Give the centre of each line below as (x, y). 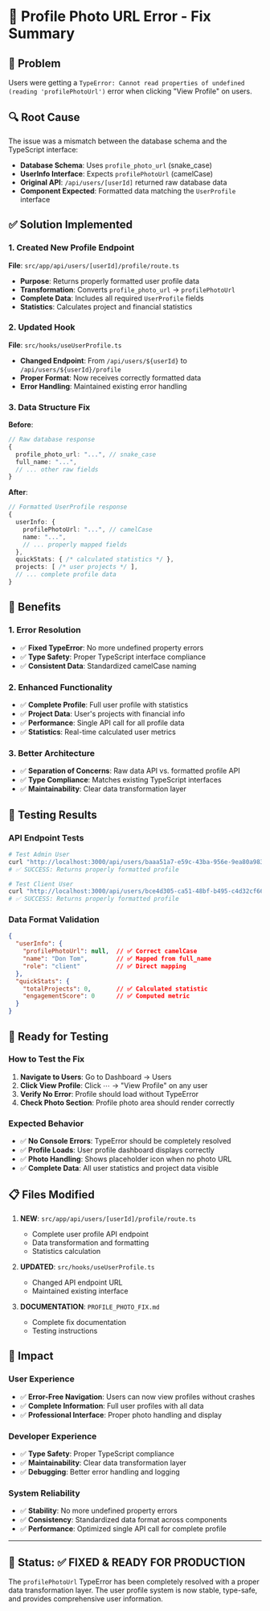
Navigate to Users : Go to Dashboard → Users (96, 1077)
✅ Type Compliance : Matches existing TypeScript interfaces (121, 780)
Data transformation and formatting (90, 1242)
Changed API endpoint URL (77, 1282)
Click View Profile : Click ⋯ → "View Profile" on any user (114, 1085)
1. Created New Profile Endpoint (72, 247)
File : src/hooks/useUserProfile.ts (65, 345)
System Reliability (44, 1493)
